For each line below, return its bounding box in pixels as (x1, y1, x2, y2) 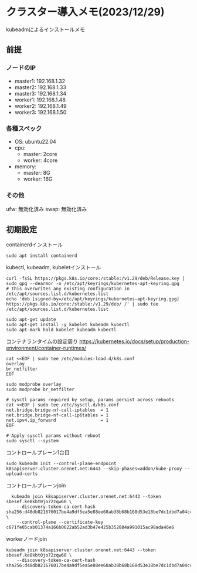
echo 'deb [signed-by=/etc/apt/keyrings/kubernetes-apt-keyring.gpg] (6, 296, 180, 302)
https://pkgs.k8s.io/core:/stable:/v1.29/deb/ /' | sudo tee (6, 301, 159, 307)
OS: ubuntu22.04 (14, 138, 57, 145)
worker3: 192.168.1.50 (14, 109, 67, 116)
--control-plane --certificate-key (16, 520, 104, 525)
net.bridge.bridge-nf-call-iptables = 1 (6, 407, 109, 413)
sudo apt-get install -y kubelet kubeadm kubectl (6, 322, 130, 328)
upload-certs (6, 471, 38, 477)
